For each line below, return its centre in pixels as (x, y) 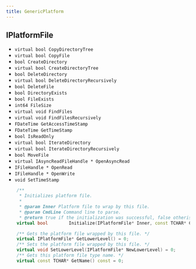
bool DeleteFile (34, 87)
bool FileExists (34, 99)
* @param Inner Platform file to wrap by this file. (84, 207)
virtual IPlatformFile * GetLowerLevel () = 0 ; (73, 239)
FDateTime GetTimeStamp (43, 130)
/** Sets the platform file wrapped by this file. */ (83, 244)
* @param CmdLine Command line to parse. (70, 212)
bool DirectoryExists (41, 93)
